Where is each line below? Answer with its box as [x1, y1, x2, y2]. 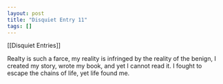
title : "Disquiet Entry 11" [7, 16, 88, 23]
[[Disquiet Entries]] [7, 42, 61, 50]
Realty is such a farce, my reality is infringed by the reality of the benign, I [7, 55, 217, 63]
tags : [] [7, 23, 32, 29]
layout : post [7, 10, 45, 17]
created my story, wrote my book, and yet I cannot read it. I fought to [7, 62, 202, 70]
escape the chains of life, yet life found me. [7, 69, 130, 77]
